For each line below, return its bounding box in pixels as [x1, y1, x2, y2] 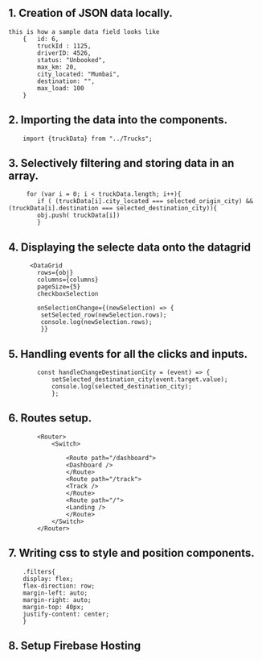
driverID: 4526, [37, 48, 92, 57]
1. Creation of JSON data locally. [8, 6, 173, 20]
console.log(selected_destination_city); [51, 383, 193, 391]
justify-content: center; [23, 610, 110, 618]
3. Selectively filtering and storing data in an [8, 156, 235, 170]
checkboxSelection [37, 290, 99, 298]
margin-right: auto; [23, 596, 92, 604]
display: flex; [23, 575, 74, 583]
